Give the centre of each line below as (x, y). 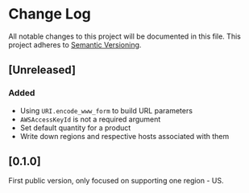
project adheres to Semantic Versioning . (75, 44)
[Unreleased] (42, 70)
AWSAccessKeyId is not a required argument (90, 119)
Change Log (50, 14)
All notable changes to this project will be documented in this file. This (125, 36)
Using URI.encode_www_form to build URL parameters (106, 110)
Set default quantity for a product (75, 127)
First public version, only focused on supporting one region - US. (116, 181)
